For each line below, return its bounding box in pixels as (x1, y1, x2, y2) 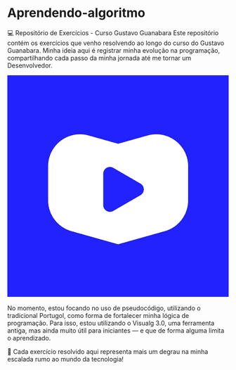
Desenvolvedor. (7, 61, 53, 70)
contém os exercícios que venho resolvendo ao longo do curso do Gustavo (7, 39, 225, 47)
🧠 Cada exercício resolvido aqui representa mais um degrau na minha (7, 347, 209, 356)
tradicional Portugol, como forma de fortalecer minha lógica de (7, 311, 190, 319)
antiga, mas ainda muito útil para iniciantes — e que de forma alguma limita (7, 326, 225, 335)
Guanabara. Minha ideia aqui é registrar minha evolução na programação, (7, 46, 220, 54)
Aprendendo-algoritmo (7, 5, 145, 21)
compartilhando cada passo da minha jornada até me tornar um (7, 53, 192, 62)
